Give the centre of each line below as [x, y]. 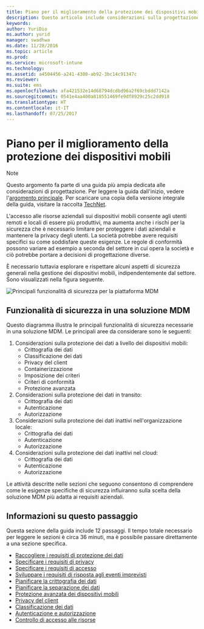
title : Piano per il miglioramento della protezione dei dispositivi [96, 12]
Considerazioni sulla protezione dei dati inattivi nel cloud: [87, 453]
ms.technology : [25, 68]
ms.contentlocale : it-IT [38, 108]
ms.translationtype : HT [36, 102]
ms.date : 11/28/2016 [32, 46]
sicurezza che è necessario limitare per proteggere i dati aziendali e [91, 229]
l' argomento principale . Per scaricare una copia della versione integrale [96, 198]
